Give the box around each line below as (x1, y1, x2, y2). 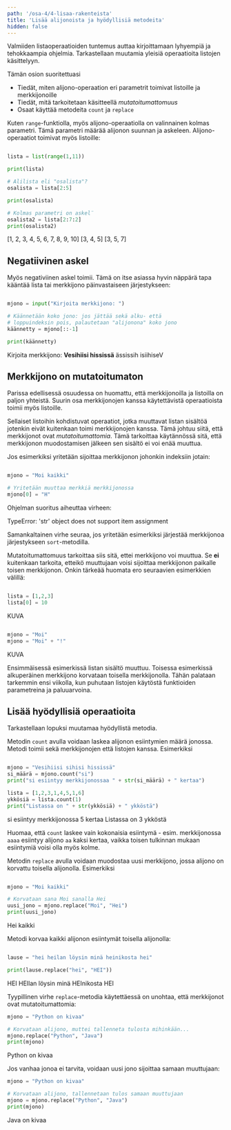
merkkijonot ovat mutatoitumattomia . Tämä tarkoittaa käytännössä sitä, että (7, 432, 222, 440)
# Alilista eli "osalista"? (7, 178, 88, 186)
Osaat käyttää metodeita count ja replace (17, 105, 134, 114)
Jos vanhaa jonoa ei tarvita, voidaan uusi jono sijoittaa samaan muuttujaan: (7, 1064, 220, 1073)
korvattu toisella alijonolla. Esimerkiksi (7, 863, 115, 872)
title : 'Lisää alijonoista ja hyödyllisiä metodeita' (7, 17, 165, 24)
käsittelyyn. (7, 57, 40, 65)
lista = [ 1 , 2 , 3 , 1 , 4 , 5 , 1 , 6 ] (7, 789, 85, 796)
